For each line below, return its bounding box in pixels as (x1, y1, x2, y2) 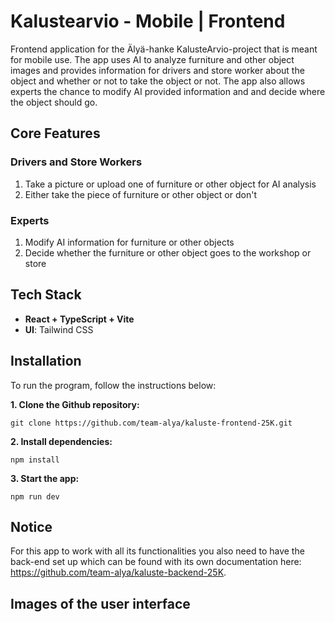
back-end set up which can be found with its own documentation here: (10, 556, 302, 568)
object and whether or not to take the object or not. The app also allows (10, 75, 306, 87)
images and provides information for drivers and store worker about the (10, 64, 305, 76)
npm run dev (10, 491, 60, 502)
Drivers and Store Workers (10, 155, 143, 169)
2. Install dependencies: (10, 435, 113, 447)
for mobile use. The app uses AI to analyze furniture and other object (10, 53, 295, 65)
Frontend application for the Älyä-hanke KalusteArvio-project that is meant (10, 43, 318, 55)
